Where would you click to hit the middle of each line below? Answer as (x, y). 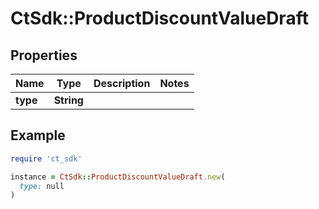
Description (122, 83)
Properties (44, 55)
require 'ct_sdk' (46, 158)
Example (38, 135)
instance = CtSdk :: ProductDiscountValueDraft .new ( (118, 177)
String (68, 100)
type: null (42, 186)
